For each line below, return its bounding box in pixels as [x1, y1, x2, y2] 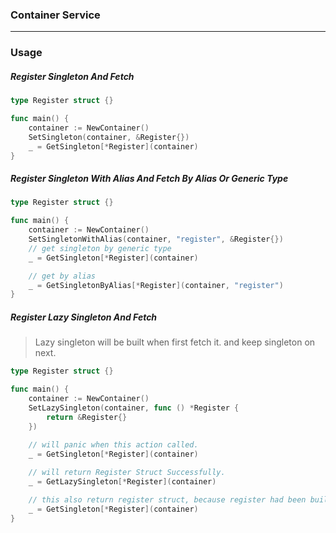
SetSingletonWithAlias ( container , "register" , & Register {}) [28, 234, 284, 245]
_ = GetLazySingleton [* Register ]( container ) [28, 477, 217, 487]
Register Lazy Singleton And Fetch [10, 311, 158, 323]
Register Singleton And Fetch [10, 70, 135, 82]
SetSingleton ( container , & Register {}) [28, 132, 190, 142]
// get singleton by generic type [28, 243, 172, 253]
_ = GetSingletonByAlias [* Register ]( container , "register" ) [28, 280, 284, 290]
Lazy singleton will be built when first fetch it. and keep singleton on [34, 336, 316, 348]
